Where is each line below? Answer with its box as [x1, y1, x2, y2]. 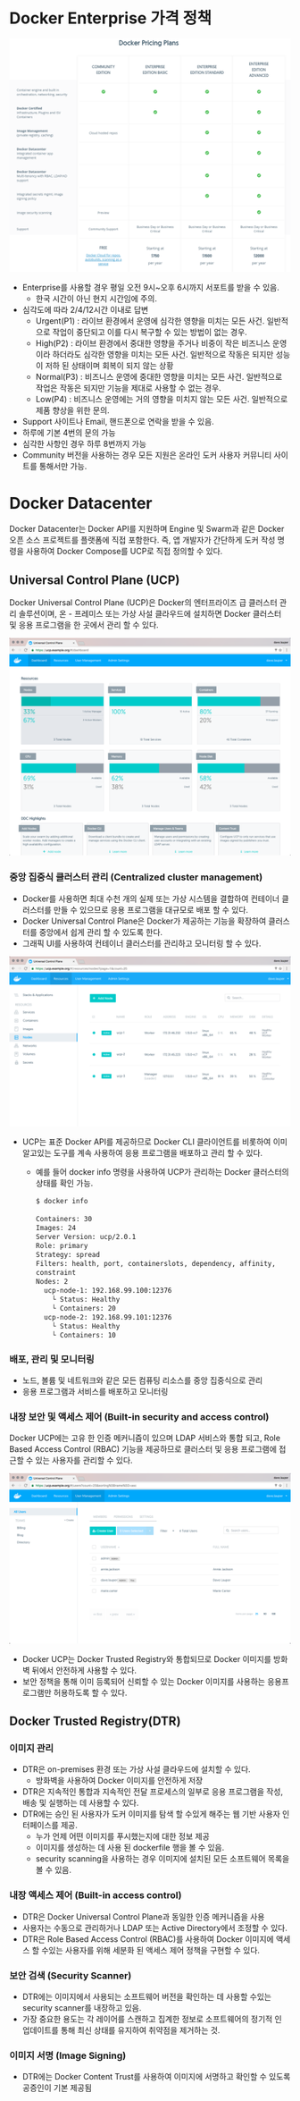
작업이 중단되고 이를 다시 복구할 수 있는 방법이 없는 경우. [52, 327, 247, 338]
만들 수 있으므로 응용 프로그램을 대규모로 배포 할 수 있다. [53, 904, 248, 915]
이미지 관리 [9, 1742, 54, 1754]
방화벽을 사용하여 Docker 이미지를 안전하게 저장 [35, 1776, 204, 1786]
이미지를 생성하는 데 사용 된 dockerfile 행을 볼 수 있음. [35, 1843, 225, 1853]
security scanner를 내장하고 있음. [21, 2002, 142, 2012]
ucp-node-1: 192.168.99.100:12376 [43, 1286, 172, 1295]
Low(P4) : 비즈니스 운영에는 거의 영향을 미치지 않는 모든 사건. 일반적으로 [35, 394, 288, 405]
